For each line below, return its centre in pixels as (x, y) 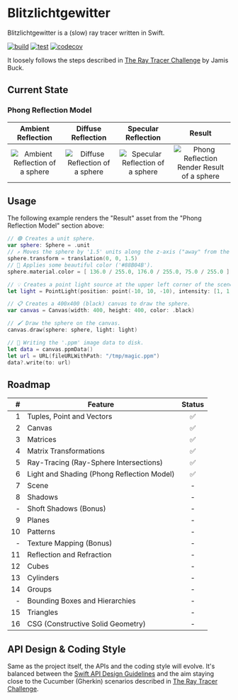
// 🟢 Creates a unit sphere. (51, 239)
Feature (101, 404)
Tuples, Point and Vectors (70, 416)
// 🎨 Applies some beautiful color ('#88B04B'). (80, 265)
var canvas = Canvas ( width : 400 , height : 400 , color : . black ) (101, 311)
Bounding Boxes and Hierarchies (81, 601)
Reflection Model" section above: (56, 226)
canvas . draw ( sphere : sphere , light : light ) (73, 330)
